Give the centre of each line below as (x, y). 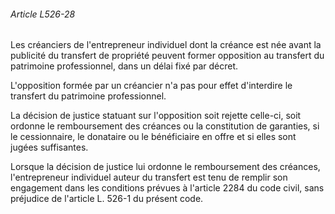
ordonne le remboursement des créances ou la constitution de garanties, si (165, 126)
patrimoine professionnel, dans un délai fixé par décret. (124, 66)
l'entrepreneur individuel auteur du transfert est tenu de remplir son (149, 177)
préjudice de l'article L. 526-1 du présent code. (107, 199)
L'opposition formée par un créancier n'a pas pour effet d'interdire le (151, 86)
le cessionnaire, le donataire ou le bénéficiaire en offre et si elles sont (153, 137)
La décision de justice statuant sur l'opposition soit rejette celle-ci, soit (156, 116)
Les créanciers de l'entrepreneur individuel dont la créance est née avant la (166, 45)
